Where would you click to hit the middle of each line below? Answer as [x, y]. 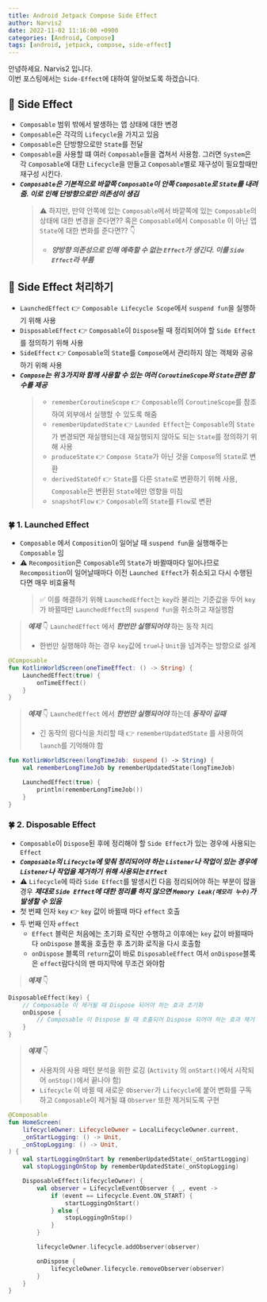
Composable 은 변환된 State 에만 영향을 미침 [117, 491]
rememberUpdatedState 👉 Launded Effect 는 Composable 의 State [153, 424]
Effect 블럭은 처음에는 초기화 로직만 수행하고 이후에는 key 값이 [129, 933]
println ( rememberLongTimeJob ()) [90, 790]
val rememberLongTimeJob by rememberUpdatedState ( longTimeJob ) [129, 768]
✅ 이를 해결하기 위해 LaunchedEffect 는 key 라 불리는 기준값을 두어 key [147, 600]
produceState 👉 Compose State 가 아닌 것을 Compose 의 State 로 [149, 456]
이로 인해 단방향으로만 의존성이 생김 [85, 193]
